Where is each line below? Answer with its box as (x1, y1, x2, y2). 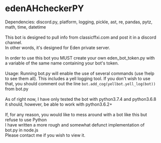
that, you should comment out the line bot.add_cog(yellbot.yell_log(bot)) (5, 80, 156, 86)
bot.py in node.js (5, 127, 39, 133)
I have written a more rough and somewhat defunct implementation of (5, 122, 145, 127)
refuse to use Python (5, 117, 47, 123)
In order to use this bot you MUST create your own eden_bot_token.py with (5, 55, 155, 61)
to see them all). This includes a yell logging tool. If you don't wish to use (5, 76, 150, 81)
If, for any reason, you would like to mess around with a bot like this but (5, 111, 147, 117)
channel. (5, 39, 23, 45)
